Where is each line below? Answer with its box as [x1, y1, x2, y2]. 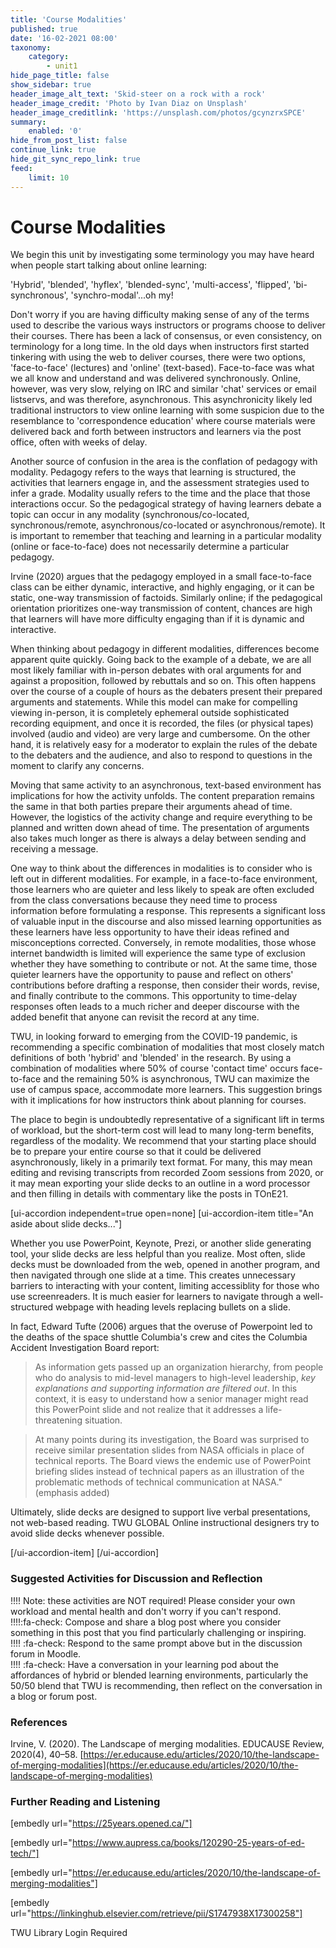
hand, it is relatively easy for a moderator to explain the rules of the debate [10, 739, 318, 751]
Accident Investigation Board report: [10, 1342, 160, 1354]
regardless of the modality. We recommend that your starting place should [10, 1135, 317, 1147]
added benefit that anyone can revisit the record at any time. [10, 1011, 260, 1023]
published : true [10, 24, 78, 34]
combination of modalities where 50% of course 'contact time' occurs [10, 1062, 299, 1075]
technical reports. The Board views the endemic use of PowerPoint [34, 1455, 311, 1467]
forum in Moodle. [10, 1647, 82, 1660]
